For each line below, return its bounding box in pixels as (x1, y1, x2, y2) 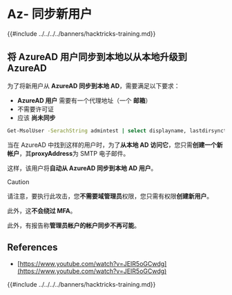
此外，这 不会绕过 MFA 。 (7, 206, 77, 214)
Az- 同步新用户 (7, 6, 93, 22)
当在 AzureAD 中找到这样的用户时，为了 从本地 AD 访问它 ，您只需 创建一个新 (7, 141, 223, 149)
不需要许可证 (17, 105, 54, 113)
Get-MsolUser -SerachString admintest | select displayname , (7, 127, 187, 134)
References (7, 242, 58, 254)
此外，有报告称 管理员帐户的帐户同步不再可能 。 (7, 221, 140, 230)
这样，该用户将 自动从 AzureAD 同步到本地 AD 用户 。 (7, 163, 157, 172)
